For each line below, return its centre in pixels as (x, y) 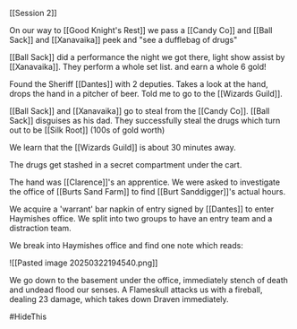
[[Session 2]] (33, 13)
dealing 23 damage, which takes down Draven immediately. (119, 299)
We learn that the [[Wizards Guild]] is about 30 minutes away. (123, 147)
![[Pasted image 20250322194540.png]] (84, 263)
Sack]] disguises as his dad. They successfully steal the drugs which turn (145, 121)
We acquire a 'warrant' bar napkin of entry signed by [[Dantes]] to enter (142, 209)
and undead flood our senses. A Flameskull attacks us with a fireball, (136, 290)
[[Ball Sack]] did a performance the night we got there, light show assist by (147, 57)
